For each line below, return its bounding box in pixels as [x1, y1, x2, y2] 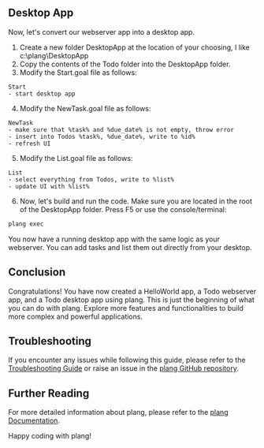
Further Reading [8, 386, 90, 400]
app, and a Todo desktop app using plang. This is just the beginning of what [8, 295, 255, 304]
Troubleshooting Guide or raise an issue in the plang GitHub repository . [8, 364, 239, 373]
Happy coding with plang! [8, 431, 92, 441]
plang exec [8, 220, 44, 228]
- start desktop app [8, 90, 76, 98]
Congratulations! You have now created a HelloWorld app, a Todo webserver [8, 286, 257, 296]
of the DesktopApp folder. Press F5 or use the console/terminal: [19, 204, 227, 214]
